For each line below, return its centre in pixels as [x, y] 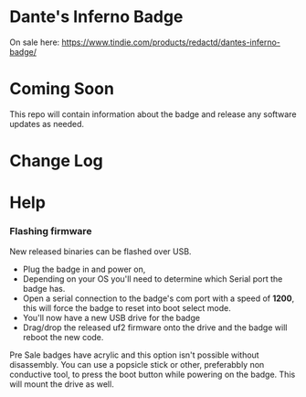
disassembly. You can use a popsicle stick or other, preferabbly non [137, 364]
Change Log [56, 161]
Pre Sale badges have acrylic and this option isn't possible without [134, 355]
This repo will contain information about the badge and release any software [153, 114]
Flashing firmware [51, 231]
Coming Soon [62, 89]
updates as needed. [47, 123]
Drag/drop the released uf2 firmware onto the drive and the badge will [155, 327]
